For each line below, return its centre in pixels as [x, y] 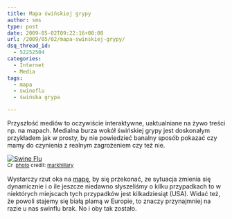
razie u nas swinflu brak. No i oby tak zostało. [72, 208]
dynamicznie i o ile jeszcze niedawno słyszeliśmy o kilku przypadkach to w [114, 186]
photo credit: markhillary [45, 166]
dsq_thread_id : [29, 46]
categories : [24, 59]
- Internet [29, 65]
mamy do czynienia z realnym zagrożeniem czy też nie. [86, 145]
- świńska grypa [37, 98]
